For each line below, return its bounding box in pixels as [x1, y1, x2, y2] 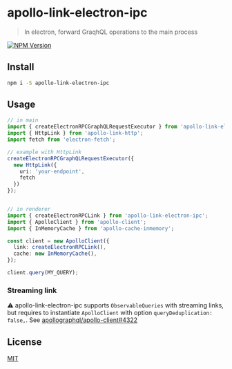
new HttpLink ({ [13, 161, 57, 169]
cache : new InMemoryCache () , [13, 250, 97, 257]
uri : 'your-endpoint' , [19, 168, 85, 175]
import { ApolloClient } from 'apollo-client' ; [7, 218, 147, 225]
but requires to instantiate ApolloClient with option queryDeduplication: [7, 309, 213, 317]
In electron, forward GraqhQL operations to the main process [23, 28, 198, 36]
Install [7, 61, 35, 73]
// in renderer [7, 206, 51, 213]
